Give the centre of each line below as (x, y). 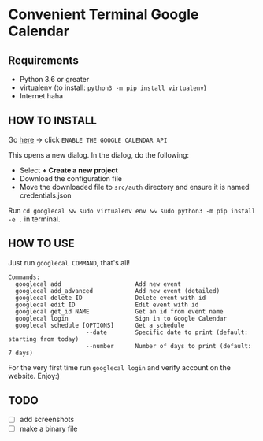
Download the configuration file (70, 178)
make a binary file (48, 428)
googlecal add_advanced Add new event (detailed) (118, 291)
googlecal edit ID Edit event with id (107, 305)
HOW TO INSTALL (52, 121)
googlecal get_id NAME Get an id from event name (119, 311)
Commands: (24, 277)
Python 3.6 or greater (54, 79)
